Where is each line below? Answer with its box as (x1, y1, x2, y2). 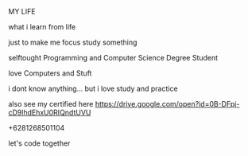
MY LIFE (8, 7, 36, 16)
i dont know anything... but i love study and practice (8, 84, 178, 93)
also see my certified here (8, 99, 94, 108)
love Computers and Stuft (8, 68, 92, 78)
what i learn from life (8, 22, 76, 31)
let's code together (8, 138, 71, 148)
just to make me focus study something (8, 37, 138, 47)
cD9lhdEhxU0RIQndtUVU (8, 107, 91, 117)
